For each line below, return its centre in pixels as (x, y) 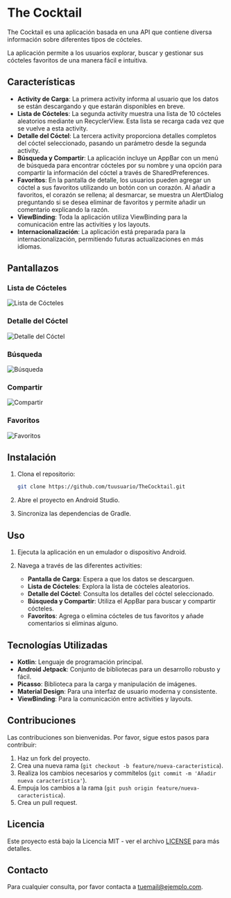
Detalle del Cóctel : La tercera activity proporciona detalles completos (117, 135)
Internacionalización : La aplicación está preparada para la (101, 231)
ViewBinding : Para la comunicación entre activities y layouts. (105, 699)
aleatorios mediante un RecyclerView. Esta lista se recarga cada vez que (121, 121)
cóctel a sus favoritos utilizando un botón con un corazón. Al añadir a (116, 187)
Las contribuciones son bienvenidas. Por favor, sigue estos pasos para (108, 737)
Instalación (32, 457)
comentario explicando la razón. (63, 209)
